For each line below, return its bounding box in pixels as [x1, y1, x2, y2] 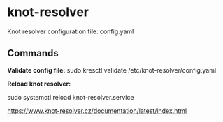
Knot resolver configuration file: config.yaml [7, 27, 134, 36]
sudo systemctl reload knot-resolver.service [7, 93, 134, 101]
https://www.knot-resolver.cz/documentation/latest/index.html [7, 106, 187, 115]
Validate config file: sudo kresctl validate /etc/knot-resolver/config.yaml [7, 66, 217, 74]
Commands [7, 47, 59, 59]
